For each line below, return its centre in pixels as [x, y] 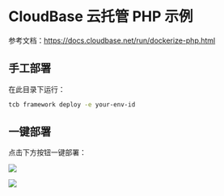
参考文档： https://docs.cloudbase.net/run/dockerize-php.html [112, 40]
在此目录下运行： [37, 89]
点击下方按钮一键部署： [47, 152]
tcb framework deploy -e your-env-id [72, 104]
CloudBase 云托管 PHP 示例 [101, 17]
